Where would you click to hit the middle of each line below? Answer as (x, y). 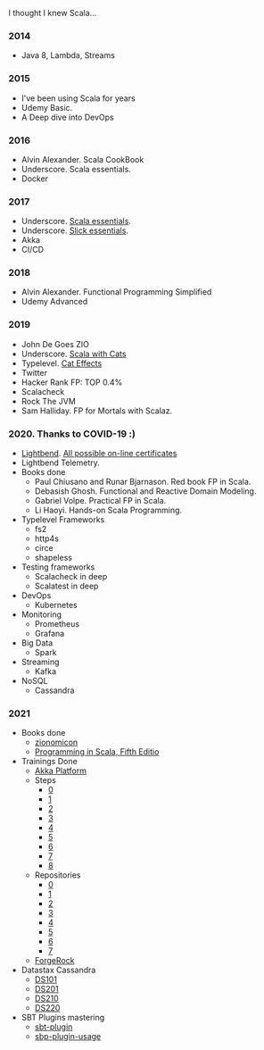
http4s (47, 538)
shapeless (54, 558)
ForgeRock (54, 961)
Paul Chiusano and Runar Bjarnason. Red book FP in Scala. (143, 482)
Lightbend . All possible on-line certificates (99, 454)
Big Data (37, 643)
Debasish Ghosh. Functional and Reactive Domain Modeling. (145, 491)
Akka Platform (60, 771)
